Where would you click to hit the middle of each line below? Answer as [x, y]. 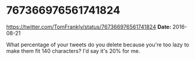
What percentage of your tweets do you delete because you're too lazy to [98, 45]
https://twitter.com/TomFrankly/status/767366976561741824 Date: [89, 27]
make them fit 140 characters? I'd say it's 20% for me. [73, 50]
